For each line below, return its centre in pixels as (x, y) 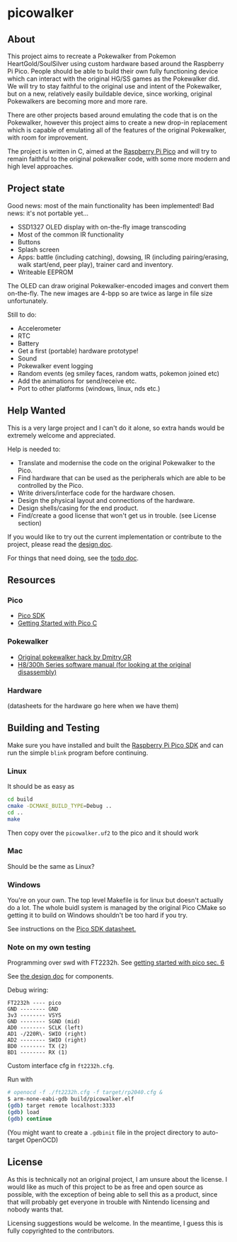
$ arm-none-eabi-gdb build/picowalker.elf (71, 1099)
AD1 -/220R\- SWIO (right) (47, 1034)
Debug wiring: (28, 990)
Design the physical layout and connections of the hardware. (106, 500)
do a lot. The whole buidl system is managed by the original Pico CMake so (117, 908)
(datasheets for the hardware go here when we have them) (93, 705)
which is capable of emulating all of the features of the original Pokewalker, (117, 130)
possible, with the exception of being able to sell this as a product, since (112, 1194)
